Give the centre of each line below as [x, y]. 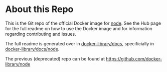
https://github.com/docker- [134, 58]
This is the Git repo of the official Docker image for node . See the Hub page [83, 23]
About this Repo [39, 9]
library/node [18, 64]
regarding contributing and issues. [41, 34]
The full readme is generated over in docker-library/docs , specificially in [80, 43]
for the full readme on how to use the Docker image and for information [79, 28]
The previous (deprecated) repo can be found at [55, 58]
